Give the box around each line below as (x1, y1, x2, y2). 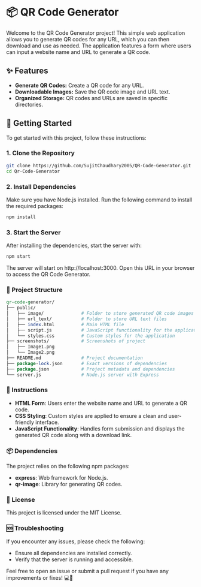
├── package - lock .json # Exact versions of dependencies (6, 360, 167, 366)
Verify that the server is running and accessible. (14, 556, 133, 563)
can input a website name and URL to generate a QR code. (6, 48, 151, 55)
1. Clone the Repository (6, 149, 75, 157)
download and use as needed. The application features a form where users (6, 42, 191, 49)
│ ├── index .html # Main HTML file (6, 321, 124, 327)
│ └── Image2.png (6, 350, 55, 356)
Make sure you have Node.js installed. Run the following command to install (6, 196, 193, 203)
